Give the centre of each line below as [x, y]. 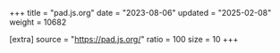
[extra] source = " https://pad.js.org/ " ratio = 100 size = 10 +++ [124, 39]
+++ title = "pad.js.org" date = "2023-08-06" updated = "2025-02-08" [140, 13]
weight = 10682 [38, 22]
